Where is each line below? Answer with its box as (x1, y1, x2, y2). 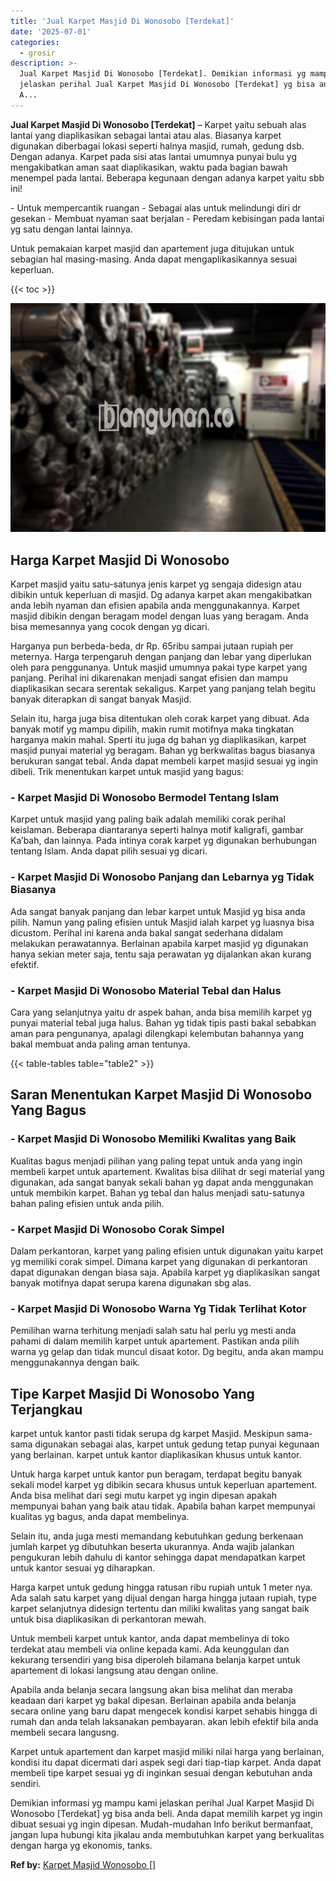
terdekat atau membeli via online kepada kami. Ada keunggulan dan (10, 1643, 290, 1655)
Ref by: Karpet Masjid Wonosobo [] (10, 1859, 157, 1871)
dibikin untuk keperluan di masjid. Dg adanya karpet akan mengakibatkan (10, 589, 313, 601)
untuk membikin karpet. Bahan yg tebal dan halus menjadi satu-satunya (10, 1186, 305, 1199)
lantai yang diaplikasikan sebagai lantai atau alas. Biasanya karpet (10, 129, 282, 141)
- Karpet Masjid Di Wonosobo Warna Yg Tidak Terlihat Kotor (10, 1301, 307, 1315)
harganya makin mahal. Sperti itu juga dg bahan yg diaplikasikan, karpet (10, 734, 307, 746)
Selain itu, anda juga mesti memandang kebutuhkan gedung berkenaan (10, 1530, 304, 1542)
